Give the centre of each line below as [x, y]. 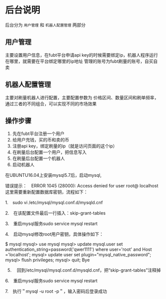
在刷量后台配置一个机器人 [39, 158]
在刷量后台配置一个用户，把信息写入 [49, 152]
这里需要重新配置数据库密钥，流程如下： [46, 192]
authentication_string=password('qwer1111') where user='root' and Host [79, 249]
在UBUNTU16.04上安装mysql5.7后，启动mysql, [53, 175]
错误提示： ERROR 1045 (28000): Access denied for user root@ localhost [82, 186]
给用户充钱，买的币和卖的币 [41, 140]
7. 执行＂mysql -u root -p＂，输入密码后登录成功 [56, 292]
